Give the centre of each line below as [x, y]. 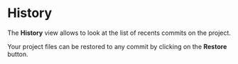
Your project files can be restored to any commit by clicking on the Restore [117, 46]
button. [18, 54]
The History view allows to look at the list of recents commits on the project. [119, 33]
